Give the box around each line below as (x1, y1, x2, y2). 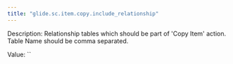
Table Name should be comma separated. (7, 36, 129, 45)
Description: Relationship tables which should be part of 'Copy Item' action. (7, 29, 227, 38)
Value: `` (7, 50, 32, 58)
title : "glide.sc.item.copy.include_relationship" (7, 10, 159, 17)
